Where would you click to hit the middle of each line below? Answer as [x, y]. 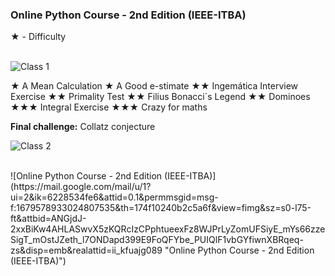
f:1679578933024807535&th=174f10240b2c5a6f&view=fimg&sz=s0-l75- [161, 208]
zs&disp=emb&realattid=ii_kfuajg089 [86, 250]
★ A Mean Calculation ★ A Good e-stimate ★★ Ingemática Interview [154, 86]
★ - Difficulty [38, 37]
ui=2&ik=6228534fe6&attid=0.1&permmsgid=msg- [114, 197]
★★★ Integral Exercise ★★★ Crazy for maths [109, 107]
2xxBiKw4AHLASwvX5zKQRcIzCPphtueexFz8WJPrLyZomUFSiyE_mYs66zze [168, 229]
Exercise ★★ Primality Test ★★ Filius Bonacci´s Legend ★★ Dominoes [160, 97]
